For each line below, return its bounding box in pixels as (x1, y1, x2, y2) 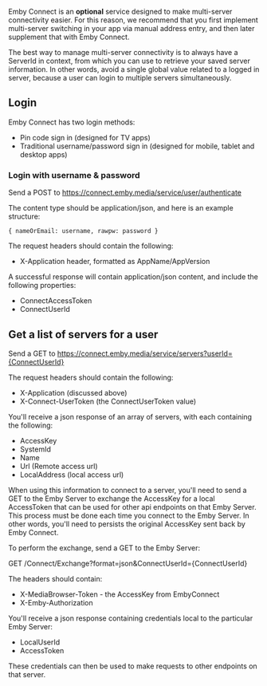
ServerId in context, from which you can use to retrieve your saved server (8, 56, 251, 65)
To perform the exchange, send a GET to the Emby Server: (8, 542, 201, 553)
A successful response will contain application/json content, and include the (8, 272, 259, 282)
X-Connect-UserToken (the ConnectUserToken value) (19, 396, 197, 406)
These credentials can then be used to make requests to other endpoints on (8, 661, 257, 671)
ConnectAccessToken (19, 296, 92, 306)
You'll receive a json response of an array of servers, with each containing (8, 412, 253, 421)
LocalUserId (19, 637, 61, 647)
